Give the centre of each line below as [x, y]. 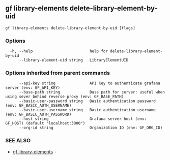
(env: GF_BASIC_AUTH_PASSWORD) [38, 115]
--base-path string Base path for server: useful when [92, 92]
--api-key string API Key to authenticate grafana [89, 83]
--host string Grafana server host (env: [82, 119]
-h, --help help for [59, 51]
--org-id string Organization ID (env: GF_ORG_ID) [91, 128]
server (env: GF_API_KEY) [33, 88]
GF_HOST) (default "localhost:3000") [45, 123]
